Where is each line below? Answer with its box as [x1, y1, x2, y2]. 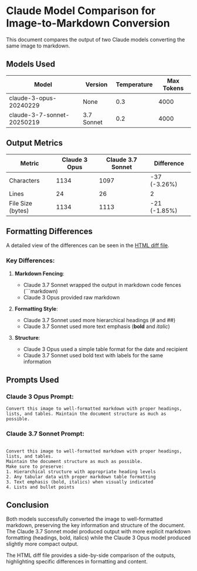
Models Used [6, 59, 56, 69]
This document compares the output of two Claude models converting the [6, 36, 185, 43]
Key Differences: [6, 256, 55, 265]
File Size [9, 199, 32, 207]
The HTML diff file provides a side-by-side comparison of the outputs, [6, 552, 176, 559]
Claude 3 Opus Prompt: [6, 392, 74, 400]
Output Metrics [6, 138, 63, 148]
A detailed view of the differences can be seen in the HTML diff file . [6, 242, 170, 249]
